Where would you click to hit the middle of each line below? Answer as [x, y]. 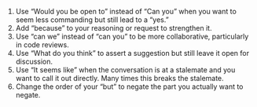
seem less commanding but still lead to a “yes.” [92, 20]
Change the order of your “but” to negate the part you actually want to [129, 87]
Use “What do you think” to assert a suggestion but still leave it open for [132, 53]
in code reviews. [42, 45]
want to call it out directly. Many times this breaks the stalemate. [119, 78]
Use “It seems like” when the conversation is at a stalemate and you [125, 70]
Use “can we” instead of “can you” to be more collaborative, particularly [132, 36]
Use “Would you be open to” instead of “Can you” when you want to [126, 11]
